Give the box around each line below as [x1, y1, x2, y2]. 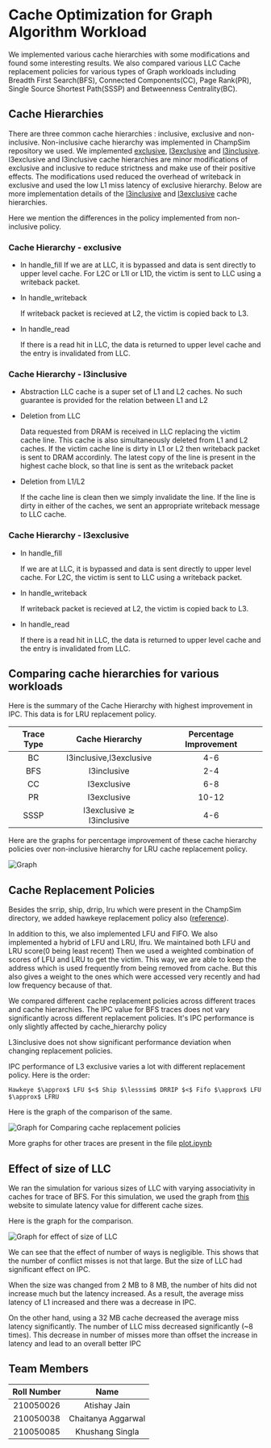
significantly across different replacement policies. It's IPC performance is [8, 1014, 255, 1023]
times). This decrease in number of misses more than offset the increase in [8, 1330, 258, 1340]
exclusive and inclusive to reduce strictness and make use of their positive [8, 163, 256, 173]
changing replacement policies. [8, 1046, 113, 1056]
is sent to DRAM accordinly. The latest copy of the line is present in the [19, 452, 256, 462]
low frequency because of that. [8, 980, 113, 990]
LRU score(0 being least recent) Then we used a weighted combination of [8, 946, 254, 956]
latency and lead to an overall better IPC [8, 1339, 141, 1349]
